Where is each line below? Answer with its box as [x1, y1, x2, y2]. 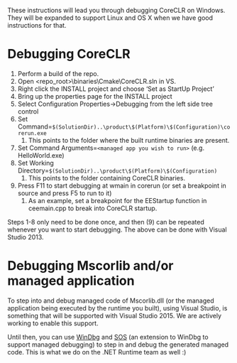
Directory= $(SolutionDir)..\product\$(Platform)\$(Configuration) [17, 166, 218, 175]
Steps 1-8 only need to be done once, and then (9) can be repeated [7, 217, 204, 226]
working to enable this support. [7, 319, 99, 327]
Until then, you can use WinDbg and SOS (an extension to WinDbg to [7, 332, 209, 341]
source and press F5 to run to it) [17, 188, 112, 197]
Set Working [17, 158, 55, 167]
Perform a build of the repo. [17, 69, 99, 77]
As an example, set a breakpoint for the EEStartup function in [28, 196, 207, 205]
